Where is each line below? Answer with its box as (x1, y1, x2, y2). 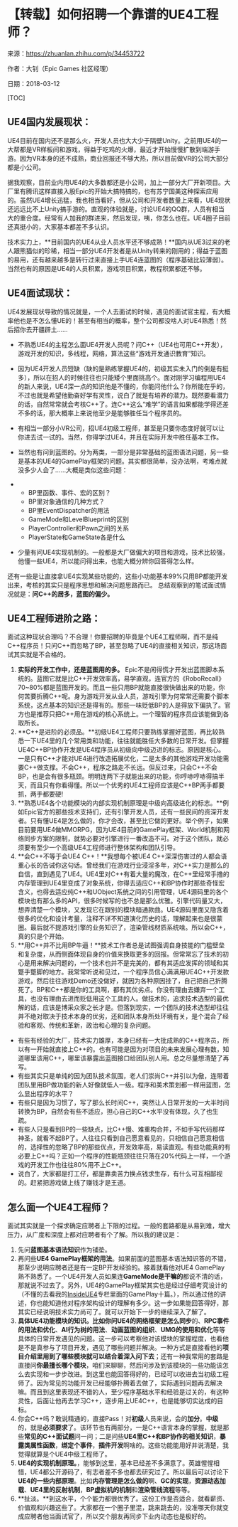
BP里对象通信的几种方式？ (28, 497, 105, 506)
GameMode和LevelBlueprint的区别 (28, 515, 130, 523)
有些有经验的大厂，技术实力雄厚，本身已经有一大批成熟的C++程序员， (17, 1036, 223, 1045)
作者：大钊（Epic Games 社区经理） (7, 64, 113, 73)
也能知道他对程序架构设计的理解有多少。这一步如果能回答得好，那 (36, 1299, 229, 1307)
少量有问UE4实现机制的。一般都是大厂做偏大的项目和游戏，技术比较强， (17, 548, 229, 556)
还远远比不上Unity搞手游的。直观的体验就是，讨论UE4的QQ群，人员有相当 (7, 204, 225, 213)
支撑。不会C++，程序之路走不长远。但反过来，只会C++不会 (42, 763, 218, 772)
